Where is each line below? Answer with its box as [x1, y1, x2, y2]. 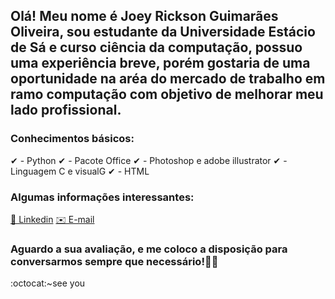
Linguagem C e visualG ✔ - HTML [10, 165, 150, 177]
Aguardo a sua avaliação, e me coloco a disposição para [10, 242, 288, 256]
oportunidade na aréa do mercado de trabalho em [10, 70, 326, 88]
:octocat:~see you [10, 277, 86, 289]
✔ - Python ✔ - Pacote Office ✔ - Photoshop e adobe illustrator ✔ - [10, 154, 288, 166]
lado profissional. [10, 102, 122, 119]
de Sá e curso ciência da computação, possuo [10, 39, 303, 56]
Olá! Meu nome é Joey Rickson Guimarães [10, 8, 279, 25]
